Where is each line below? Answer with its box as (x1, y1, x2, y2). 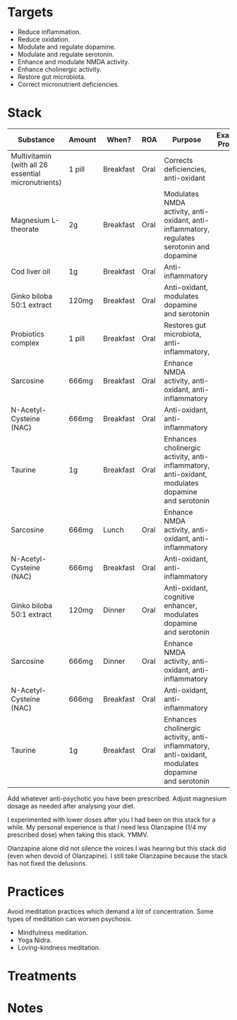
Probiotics (11, 329, 44, 339)
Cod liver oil (11, 266, 51, 276)
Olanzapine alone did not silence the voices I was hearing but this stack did (7, 844, 226, 852)
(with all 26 (11, 159, 48, 169)
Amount (68, 135, 97, 145)
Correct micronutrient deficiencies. (17, 80, 120, 88)
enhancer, (164, 600, 197, 610)
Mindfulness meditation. (17, 928, 88, 937)
